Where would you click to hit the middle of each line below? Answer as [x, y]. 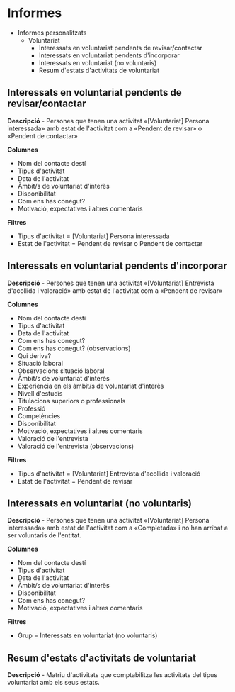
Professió [31, 408]
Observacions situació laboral [61, 371]
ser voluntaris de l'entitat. [44, 535]
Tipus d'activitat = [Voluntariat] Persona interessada [93, 236]
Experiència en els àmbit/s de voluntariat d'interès [91, 386]
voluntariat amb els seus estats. [54, 683]
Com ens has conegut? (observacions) [74, 348]
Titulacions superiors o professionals [71, 401]
